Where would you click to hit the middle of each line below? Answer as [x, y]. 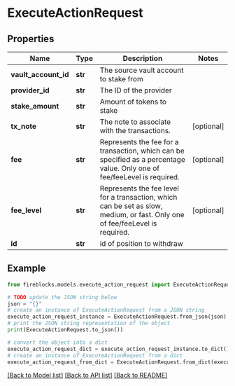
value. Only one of [129, 168]
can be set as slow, [131, 206]
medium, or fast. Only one [142, 215]
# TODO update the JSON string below [62, 297]
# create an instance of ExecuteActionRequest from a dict [95, 355]
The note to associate [135, 122]
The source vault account [142, 70]
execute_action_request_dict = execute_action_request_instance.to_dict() [119, 349]
